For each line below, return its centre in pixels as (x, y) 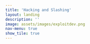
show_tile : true (22, 33)
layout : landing (22, 15)
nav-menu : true (21, 29)
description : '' (22, 19)
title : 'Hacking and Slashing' (38, 10)
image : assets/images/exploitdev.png (45, 24)
